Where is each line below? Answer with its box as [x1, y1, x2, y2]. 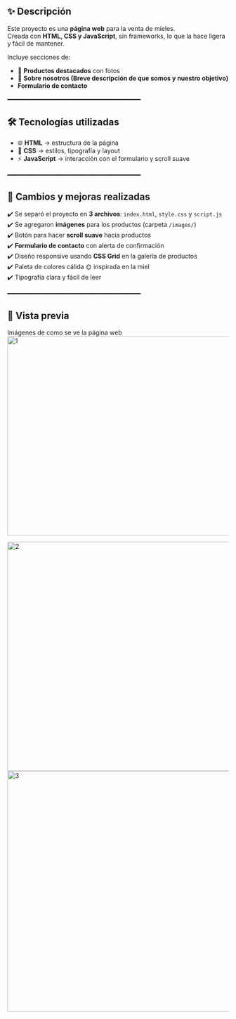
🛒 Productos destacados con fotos [17, 66, 121, 74]
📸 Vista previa [7, 309, 70, 322]
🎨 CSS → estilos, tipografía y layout [17, 146, 121, 155]
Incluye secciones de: [7, 53, 71, 61]
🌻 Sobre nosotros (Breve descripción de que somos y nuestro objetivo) [17, 74, 229, 82]
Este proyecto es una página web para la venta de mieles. [7, 24, 176, 32]
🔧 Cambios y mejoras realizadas [7, 191, 150, 203]
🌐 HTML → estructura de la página [17, 138, 119, 147]
